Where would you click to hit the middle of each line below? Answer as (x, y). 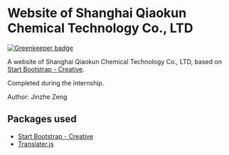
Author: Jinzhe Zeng (37, 97)
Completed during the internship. (56, 82)
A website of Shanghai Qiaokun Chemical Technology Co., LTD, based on (115, 61)
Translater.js (36, 144)
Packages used (42, 119)
